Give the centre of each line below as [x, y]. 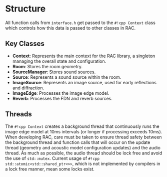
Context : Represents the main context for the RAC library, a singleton [84, 56]
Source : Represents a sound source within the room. [67, 77]
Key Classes [25, 44]
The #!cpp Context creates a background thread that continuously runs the [82, 126]
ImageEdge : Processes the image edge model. [61, 93]
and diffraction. [28, 88]
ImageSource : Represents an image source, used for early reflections [84, 82]
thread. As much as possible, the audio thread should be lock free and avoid [84, 153]
